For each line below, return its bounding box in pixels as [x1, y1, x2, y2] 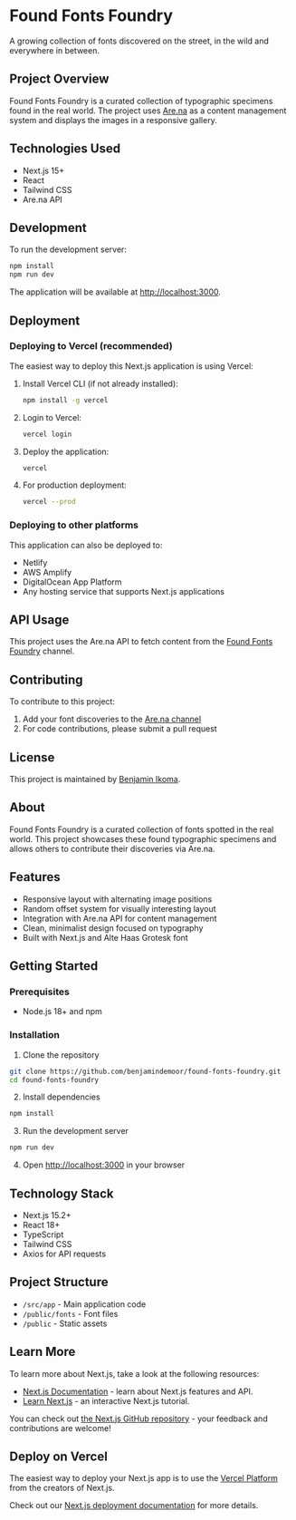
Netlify [22, 557, 48, 567]
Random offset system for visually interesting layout [22, 903, 216, 914]
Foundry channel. [9, 645, 75, 657]
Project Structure [9, 1274, 109, 1290]
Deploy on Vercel [9, 1448, 109, 1464]
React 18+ [22, 1219, 61, 1230]
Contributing [9, 672, 83, 687]
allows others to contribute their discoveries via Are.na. [9, 843, 215, 854]
